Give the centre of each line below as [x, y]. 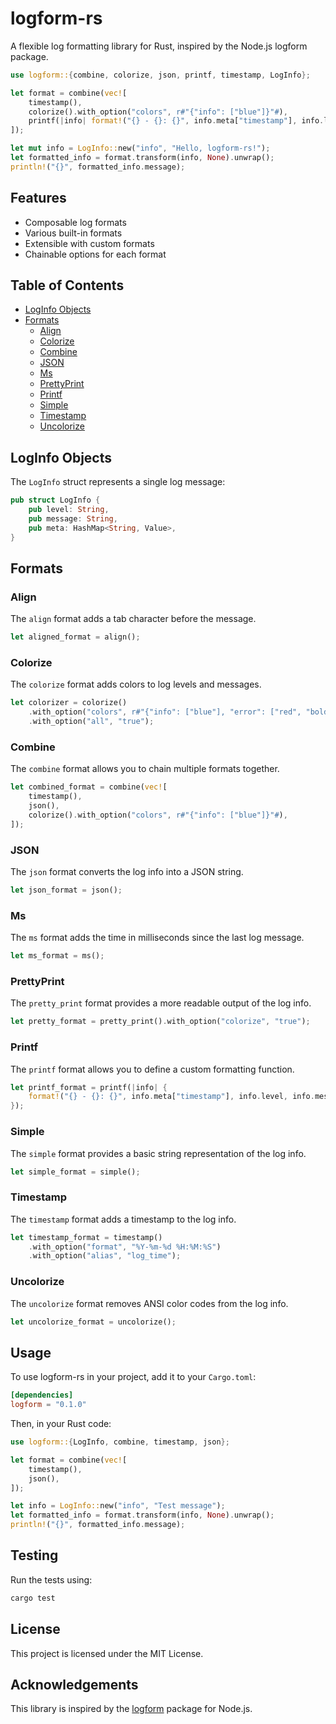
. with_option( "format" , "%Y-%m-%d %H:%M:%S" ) [125, 1247]
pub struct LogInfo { [55, 500]
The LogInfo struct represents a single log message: [118, 482]
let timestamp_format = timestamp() [86, 1237]
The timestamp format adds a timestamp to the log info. [123, 1219]
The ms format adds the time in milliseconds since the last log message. [157, 938]
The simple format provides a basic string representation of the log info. [158, 1153]
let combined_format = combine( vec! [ [89, 787]
